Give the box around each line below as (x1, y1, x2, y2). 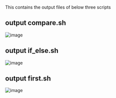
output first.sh (5, 74, 51, 83)
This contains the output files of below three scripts (5, 4, 111, 10)
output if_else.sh (5, 46, 59, 55)
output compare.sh (5, 18, 66, 27)
